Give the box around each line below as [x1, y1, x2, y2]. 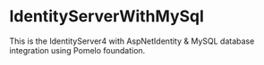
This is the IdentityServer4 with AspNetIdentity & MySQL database [9, 36, 255, 46]
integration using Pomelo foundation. [9, 45, 146, 55]
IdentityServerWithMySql [9, 6, 204, 27]
